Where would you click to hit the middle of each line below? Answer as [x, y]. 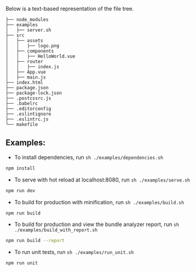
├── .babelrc [22, 104]
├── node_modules [27, 20]
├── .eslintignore [28, 114]
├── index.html [24, 83]
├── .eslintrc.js [27, 119]
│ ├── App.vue [26, 72]
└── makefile [22, 125]
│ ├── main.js [26, 77]
